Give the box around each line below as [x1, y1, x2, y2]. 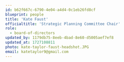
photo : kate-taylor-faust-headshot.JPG [5, 44, 89, 49]
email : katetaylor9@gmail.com [5, 49, 69, 54]
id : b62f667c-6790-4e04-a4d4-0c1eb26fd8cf [5, 7, 96, 12]
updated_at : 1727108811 [5, 40, 55, 45]
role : [5, 26, 17, 31]
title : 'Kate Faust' [5, 16, 49, 21]
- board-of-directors [10, 30, 55, 35]
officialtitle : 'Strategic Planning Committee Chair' [5, 21, 121, 26]
